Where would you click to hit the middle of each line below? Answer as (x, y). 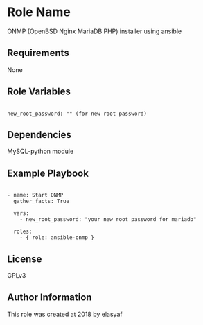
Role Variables (39, 92)
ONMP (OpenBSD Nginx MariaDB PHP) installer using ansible (95, 31)
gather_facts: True (42, 202)
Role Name (39, 12)
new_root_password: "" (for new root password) (77, 114)
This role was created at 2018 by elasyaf (65, 314)
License (25, 259)
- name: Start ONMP (35, 195)
